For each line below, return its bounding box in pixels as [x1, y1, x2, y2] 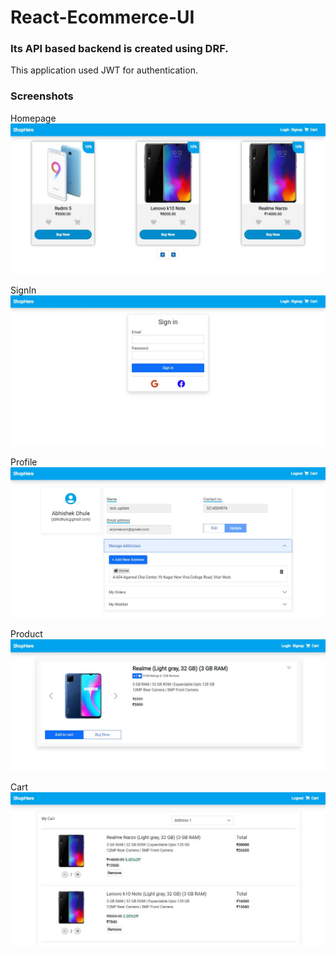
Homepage [10, 112, 57, 124]
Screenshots [10, 89, 74, 103]
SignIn [10, 284, 37, 296]
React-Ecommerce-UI [10, 6, 195, 29]
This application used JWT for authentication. [10, 64, 198, 76]
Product [10, 627, 43, 640]
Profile [10, 456, 38, 468]
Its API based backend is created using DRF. [10, 42, 229, 56]
